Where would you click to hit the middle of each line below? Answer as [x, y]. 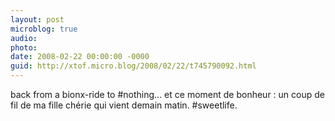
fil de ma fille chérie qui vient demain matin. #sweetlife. [124, 105]
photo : [24, 47]
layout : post [37, 19]
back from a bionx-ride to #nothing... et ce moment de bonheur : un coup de [167, 94]
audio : [24, 38]
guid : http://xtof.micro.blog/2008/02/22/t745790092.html [133, 66]
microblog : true [44, 29]
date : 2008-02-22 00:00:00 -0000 [80, 57]
